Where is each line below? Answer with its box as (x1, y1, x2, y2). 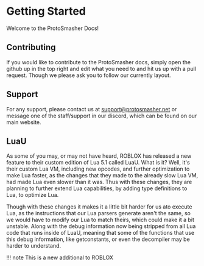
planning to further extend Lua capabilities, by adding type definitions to (6, 185, 188, 192)
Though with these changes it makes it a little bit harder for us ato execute (6, 203, 192, 210)
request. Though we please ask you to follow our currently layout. (6, 72, 172, 79)
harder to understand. (6, 242, 62, 249)
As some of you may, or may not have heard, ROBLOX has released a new (6, 152, 192, 160)
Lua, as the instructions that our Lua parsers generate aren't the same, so (6, 210, 191, 217)
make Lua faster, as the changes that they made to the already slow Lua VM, (6, 172, 199, 179)
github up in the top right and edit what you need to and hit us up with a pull (6, 65, 197, 72)
